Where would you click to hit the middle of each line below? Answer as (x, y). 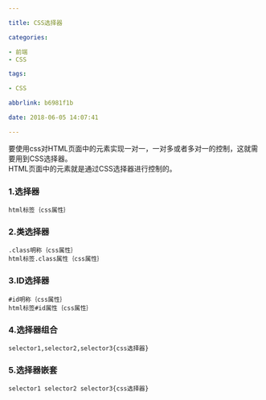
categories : (28, 37)
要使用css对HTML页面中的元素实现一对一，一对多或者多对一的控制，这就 (130, 148)
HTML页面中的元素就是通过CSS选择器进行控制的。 (92, 168)
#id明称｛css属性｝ (37, 299)
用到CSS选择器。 (43, 159)
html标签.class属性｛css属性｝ (56, 259)
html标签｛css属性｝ (39, 210)
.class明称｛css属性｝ (43, 250)
